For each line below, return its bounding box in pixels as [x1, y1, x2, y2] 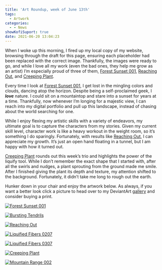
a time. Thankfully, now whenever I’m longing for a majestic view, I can [5, 98, 146, 104]
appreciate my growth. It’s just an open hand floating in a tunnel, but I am [5, 138, 151, 144]
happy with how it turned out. [5, 144, 64, 150]
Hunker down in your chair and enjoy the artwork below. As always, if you [5, 183, 152, 189]
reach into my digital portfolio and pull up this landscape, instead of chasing [5, 103, 157, 109]
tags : [5, 12, 16, 17]
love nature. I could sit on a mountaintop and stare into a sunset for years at [5, 93, 157, 99]
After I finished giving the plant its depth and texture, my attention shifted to [5, 169, 156, 174]
